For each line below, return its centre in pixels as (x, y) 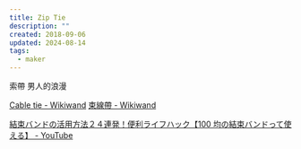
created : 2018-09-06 (48, 34)
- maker (32, 59)
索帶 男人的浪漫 (38, 86)
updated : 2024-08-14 (48, 43)
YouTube (56, 135)
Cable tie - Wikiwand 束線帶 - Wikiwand (83, 105)
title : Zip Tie (38, 18)
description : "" (39, 26)
